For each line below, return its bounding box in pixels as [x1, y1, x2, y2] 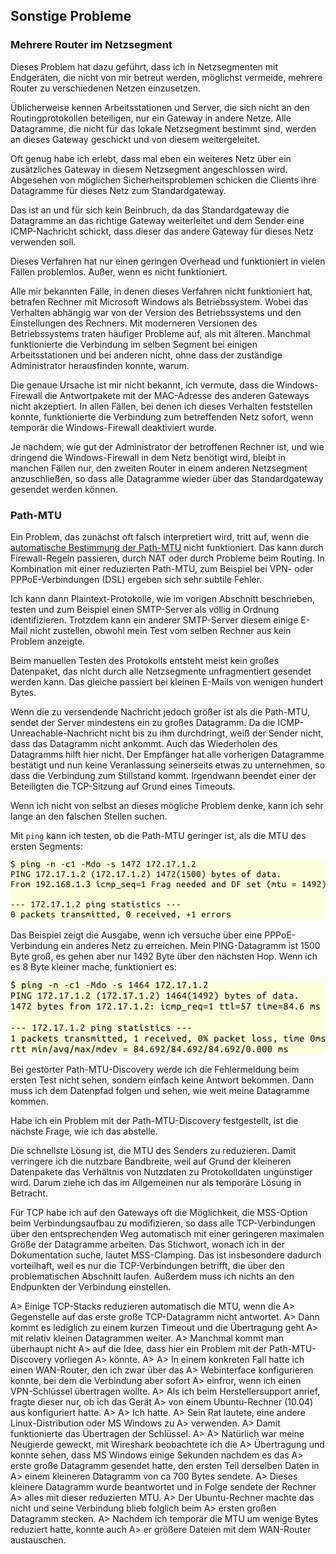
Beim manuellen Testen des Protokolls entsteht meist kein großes [10, 654, 280, 666]
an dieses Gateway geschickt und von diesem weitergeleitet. [10, 133, 261, 145]
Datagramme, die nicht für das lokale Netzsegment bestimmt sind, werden [10, 122, 317, 134]
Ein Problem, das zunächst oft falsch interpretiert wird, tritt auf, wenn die [10, 530, 310, 543]
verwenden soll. [10, 235, 77, 248]
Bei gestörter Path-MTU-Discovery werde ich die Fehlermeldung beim [10, 1063, 300, 1075]
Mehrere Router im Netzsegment [10, 38, 173, 52]
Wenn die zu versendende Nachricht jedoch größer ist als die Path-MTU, [10, 705, 310, 718]
